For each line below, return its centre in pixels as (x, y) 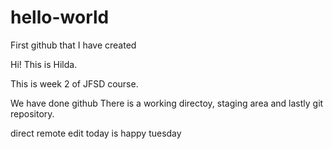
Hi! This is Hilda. (44, 64)
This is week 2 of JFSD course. (74, 83)
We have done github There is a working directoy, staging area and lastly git (167, 103)
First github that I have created (73, 45)
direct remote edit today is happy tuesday (96, 133)
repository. (32, 113)
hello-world (60, 17)
